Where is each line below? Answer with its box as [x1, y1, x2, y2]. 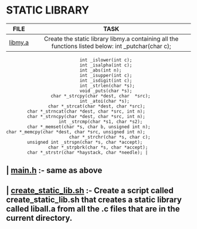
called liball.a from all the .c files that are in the [6, 204, 180, 214]
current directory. [6, 213, 73, 223]
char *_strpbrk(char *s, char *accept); [47, 144, 148, 150]
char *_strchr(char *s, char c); [69, 134, 151, 140]
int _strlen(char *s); [79, 83, 135, 89]
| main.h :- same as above [6, 166, 103, 176]
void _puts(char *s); [79, 87, 133, 94]
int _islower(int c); [79, 57, 133, 63]
